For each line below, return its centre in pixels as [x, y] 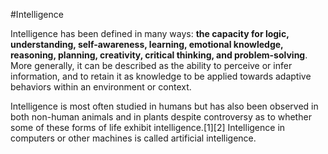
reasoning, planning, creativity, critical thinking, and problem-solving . [159, 55]
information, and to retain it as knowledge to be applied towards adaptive [161, 76]
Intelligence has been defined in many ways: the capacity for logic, [150, 33]
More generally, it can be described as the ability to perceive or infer [151, 65]
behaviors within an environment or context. [101, 87]
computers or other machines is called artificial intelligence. [133, 138]
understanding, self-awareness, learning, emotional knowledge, [147, 44]
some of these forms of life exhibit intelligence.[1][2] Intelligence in [148, 127]
